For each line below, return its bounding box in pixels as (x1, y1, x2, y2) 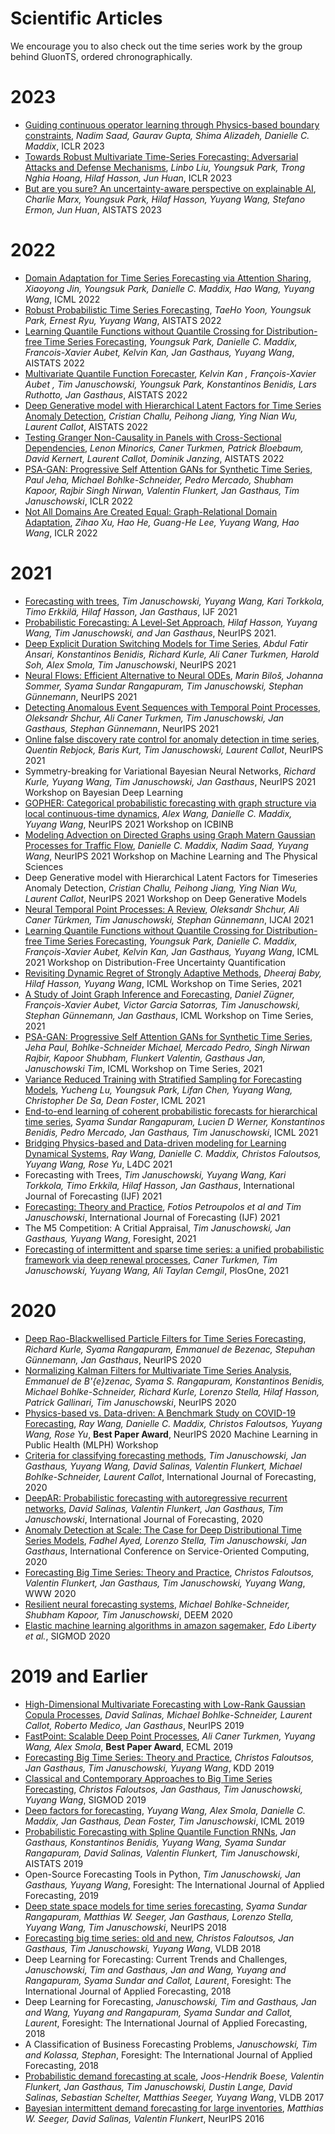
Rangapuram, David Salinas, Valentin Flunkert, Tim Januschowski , (24, 1847, 300, 1859)
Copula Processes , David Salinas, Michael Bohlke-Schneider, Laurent (24, 1708, 313, 1721)
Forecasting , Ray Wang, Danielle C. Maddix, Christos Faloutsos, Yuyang (24, 1417, 323, 1429)
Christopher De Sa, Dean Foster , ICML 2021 (24, 1094, 206, 1106)
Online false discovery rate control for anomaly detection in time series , (24, 733, 320, 745)
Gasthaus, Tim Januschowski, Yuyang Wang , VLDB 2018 (24, 1942, 262, 1954)
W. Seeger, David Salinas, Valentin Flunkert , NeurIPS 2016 (24, 2112, 265, 2124)
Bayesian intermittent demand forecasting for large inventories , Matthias (24, 2102, 324, 2114)
